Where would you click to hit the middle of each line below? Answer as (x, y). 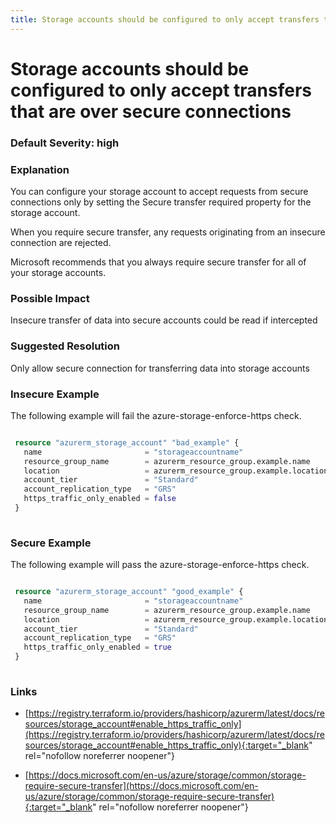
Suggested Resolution (65, 346)
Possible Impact (50, 298)
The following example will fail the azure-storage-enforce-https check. (156, 415)
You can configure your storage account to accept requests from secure (159, 192)
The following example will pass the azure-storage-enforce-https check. (160, 565)
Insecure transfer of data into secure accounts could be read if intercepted (164, 320)
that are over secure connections (151, 111)
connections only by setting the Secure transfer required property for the (161, 202)
